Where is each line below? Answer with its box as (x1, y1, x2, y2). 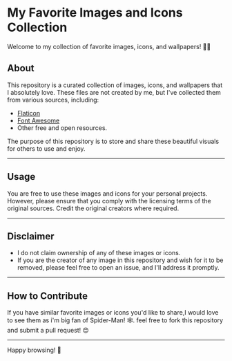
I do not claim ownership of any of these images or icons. (17, 249, 181, 257)
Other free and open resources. (17, 123, 108, 132)
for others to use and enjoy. (7, 144, 86, 153)
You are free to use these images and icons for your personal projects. (7, 189, 208, 198)
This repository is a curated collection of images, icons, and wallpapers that (7, 81, 223, 89)
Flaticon (17, 109, 40, 117)
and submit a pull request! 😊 (7, 326, 90, 335)
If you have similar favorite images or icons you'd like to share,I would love (7, 308, 219, 317)
